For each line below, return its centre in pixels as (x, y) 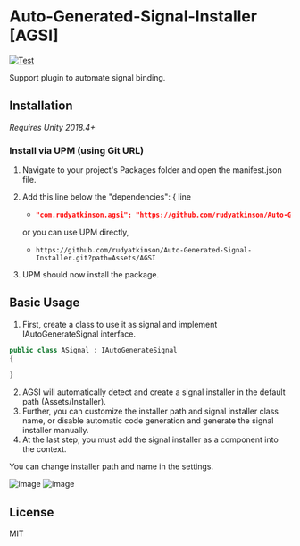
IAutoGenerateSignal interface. (79, 334)
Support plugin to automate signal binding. (87, 77)
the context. (44, 449)
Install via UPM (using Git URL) (77, 150)
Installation (41, 106)
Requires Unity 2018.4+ (53, 127)
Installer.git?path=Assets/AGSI (96, 258)
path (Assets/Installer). (64, 402)
